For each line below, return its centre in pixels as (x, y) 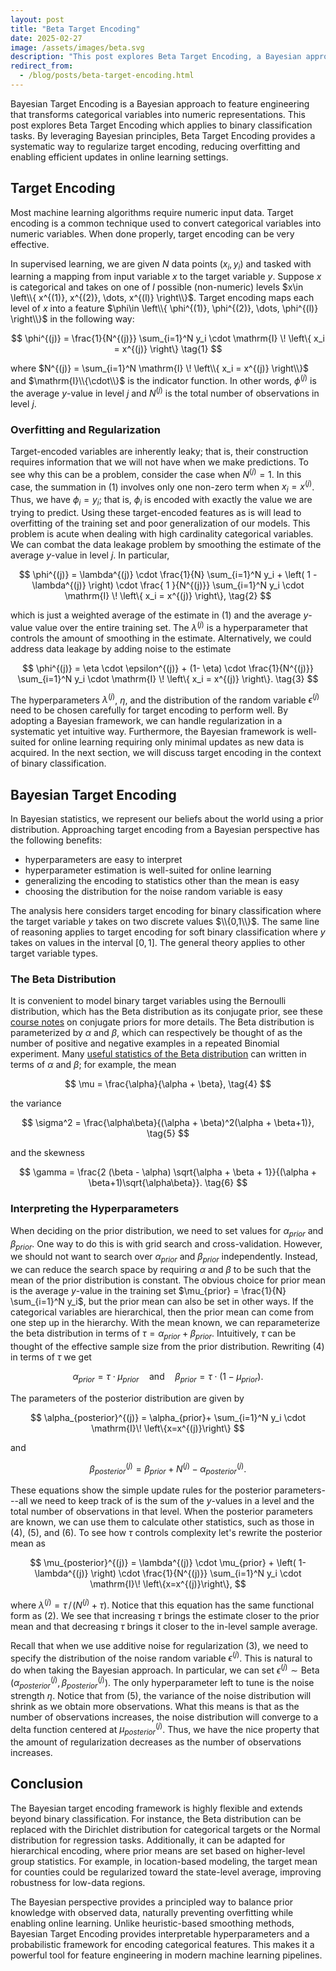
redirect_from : (42, 66)
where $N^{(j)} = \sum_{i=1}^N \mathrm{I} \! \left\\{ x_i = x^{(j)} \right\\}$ (160, 368)
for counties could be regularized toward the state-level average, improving (166, 1872)
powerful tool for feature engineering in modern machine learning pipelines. (166, 1955)
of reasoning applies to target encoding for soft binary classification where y (168, 932)
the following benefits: (56, 840)
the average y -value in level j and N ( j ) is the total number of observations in (165, 392)
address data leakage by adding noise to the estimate (121, 648)
